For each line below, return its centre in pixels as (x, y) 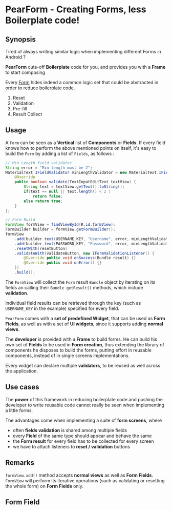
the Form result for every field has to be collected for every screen (83, 441)
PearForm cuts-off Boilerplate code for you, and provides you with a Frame (85, 67)
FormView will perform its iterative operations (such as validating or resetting (85, 480)
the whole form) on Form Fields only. (44, 486)
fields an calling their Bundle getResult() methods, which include (74, 287)
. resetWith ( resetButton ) (41, 248)
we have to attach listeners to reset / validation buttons (71, 446)
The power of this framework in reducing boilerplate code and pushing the (84, 399)
